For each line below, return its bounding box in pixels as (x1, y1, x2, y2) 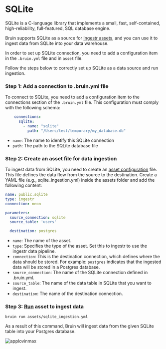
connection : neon (5, 201, 41, 206)
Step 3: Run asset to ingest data (5, 303, 84, 310)
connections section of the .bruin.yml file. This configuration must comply (5, 99, 159, 105)
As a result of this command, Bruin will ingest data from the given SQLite (5, 323, 154, 329)
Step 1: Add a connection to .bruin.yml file (5, 82, 109, 89)
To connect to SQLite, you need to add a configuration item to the (5, 94, 140, 100)
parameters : (5, 210, 30, 215)
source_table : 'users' (9, 220, 57, 225)
